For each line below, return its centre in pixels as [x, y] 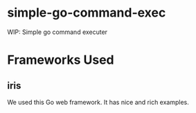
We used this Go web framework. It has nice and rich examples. [98, 102]
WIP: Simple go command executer [57, 32]
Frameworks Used [61, 60]
